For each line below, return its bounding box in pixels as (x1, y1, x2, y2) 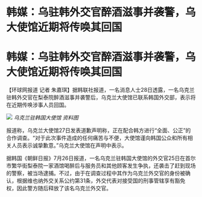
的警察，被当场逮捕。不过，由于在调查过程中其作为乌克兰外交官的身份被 (6, 169, 185, 177)
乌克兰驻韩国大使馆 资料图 (13, 114, 79, 121)
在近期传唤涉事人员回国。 (6, 102, 70, 109)
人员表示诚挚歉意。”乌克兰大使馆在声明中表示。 (11, 142, 127, 149)
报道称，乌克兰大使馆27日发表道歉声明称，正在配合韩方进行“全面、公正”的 (6, 127, 191, 134)
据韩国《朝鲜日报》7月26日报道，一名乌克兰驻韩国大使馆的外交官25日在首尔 (6, 154, 196, 162)
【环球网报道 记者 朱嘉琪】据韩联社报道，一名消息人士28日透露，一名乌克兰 (6, 86, 195, 94)
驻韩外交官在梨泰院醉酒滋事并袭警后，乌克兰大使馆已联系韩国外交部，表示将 (6, 94, 196, 101)
